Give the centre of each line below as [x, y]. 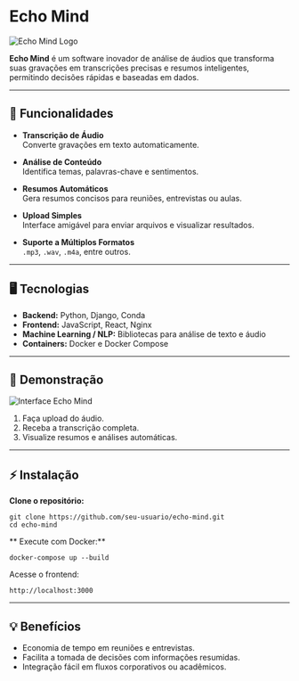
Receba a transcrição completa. [81, 428]
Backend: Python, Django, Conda [84, 315]
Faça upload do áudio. [63, 418]
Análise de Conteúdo [62, 161]
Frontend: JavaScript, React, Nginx [87, 324]
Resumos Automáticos [65, 188]
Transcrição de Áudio [63, 135]
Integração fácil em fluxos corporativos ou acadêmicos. [124, 667]
